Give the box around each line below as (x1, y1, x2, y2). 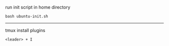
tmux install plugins (5, 27, 45, 33)
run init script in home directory (5, 4, 70, 10)
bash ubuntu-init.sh (5, 14, 49, 19)
